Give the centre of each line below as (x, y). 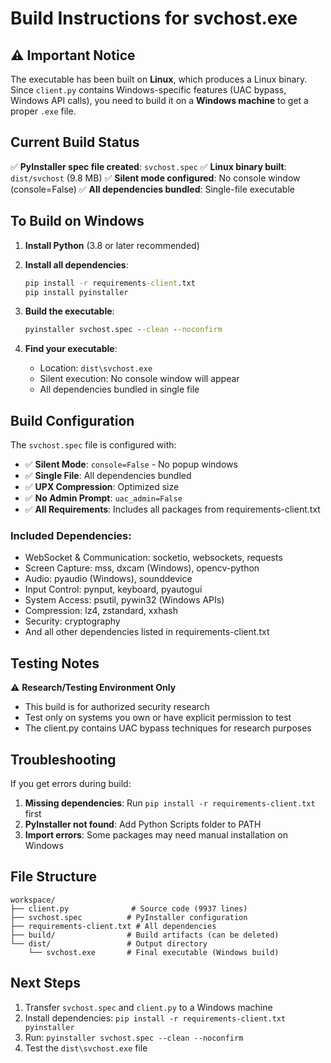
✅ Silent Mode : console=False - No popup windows (131, 464)
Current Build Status (75, 142)
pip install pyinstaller (76, 292)
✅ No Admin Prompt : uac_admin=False (103, 498)
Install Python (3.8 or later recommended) (112, 245)
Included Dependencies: (71, 535)
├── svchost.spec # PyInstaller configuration (129, 917)
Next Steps (45, 983)
